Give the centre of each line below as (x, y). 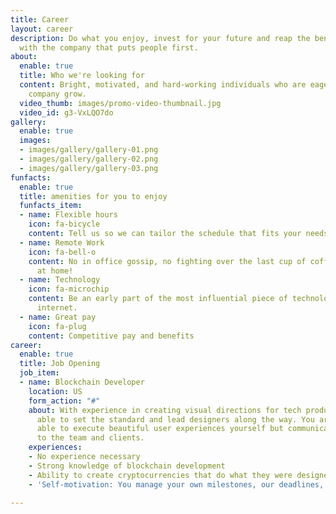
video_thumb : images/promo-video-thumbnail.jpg (120, 103)
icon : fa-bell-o (62, 252)
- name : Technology (60, 280)
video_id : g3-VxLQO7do (66, 112)
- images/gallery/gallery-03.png (89, 168)
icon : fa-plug (57, 326)
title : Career (40, 19)
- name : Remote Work (62, 242)
